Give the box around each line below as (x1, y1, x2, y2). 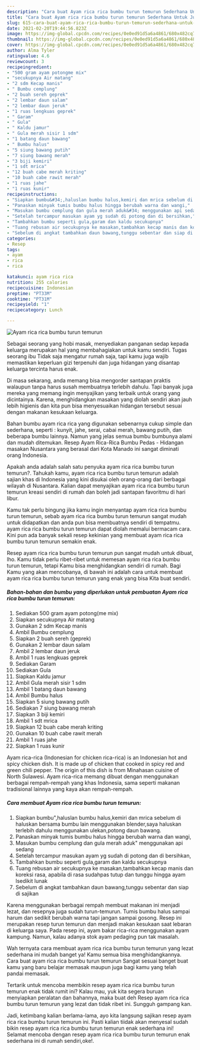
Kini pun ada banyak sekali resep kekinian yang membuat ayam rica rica (7, 532, 183, 538)
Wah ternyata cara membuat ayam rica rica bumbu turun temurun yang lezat (7, 944, 193, 952)
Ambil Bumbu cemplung (15, 628, 75, 635)
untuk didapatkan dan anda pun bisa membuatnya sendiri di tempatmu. (7, 519, 181, 526)
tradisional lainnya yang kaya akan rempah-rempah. (7, 785, 134, 792)
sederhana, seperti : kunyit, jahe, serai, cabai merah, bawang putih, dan (7, 427, 182, 433)
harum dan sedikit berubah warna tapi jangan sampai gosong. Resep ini (7, 914, 182, 921)
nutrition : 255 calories (7, 279, 68, 286)
